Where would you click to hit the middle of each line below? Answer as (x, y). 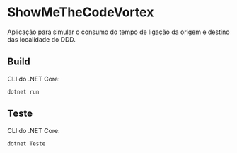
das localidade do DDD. (42, 39)
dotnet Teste (27, 143)
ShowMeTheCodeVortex (81, 12)
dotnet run (23, 92)
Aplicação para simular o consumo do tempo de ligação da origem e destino (118, 32)
